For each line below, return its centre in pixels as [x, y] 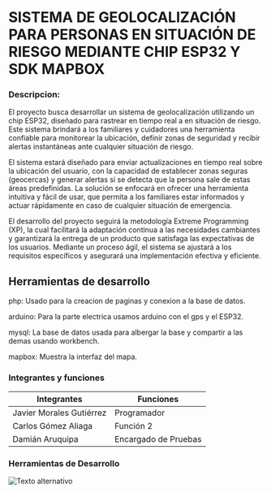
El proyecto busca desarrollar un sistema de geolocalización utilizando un [131, 112]
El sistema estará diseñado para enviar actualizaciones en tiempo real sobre [135, 162]
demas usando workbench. [54, 341]
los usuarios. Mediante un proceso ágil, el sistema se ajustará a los [120, 247]
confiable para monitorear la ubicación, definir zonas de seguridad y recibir [134, 138]
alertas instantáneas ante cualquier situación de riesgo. [101, 147]
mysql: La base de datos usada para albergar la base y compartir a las [126, 332]
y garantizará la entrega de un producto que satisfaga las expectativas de [131, 239]
